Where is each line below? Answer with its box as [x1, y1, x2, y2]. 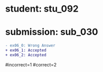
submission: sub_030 [5, 26, 98, 38]
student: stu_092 [5, 3, 79, 15]
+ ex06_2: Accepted [5, 52, 47, 57]
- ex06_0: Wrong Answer [5, 43, 56, 48]
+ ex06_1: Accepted [5, 48, 47, 53]
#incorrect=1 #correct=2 [5, 61, 57, 67]
